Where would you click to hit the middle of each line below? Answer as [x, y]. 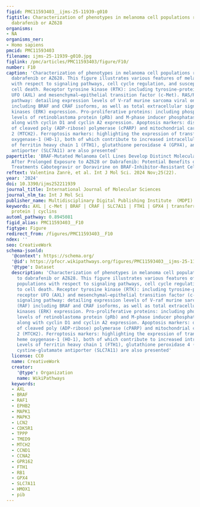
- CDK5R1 [22, 428]
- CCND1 [21, 450]
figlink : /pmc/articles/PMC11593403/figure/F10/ [68, 62]
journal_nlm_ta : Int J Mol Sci [45, 195]
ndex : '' [17, 239]
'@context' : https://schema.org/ [53, 256]
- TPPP [20, 434]
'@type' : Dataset [33, 267]
